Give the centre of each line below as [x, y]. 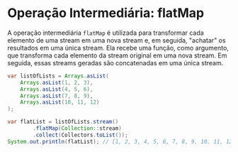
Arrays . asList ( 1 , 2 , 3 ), [57, 82]
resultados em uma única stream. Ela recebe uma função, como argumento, [118, 48]
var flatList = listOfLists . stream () [63, 122]
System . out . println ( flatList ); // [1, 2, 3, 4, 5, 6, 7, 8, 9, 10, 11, [115, 141]
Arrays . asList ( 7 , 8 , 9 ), [57, 96]
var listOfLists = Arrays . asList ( [58, 76]
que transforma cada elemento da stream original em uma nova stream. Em [117, 55]
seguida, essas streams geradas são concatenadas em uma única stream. [115, 63]
